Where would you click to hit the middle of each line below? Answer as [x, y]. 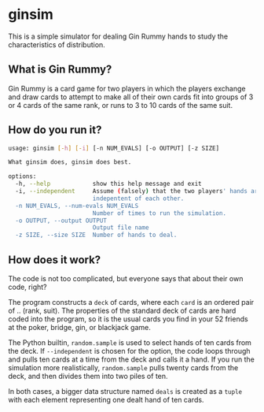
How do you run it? [55, 130]
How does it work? [55, 260]
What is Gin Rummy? [60, 70]
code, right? [27, 287]
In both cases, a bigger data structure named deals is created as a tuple [125, 391]
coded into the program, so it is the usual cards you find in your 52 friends [128, 319]
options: [22, 176]
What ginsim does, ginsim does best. [70, 162]
